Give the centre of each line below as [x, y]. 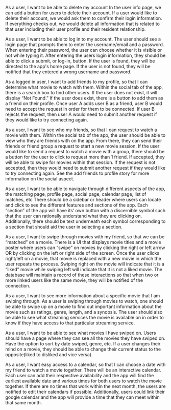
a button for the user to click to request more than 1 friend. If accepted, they [85, 157]
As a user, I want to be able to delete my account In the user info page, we [83, 7]
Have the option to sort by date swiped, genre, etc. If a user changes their [83, 344]
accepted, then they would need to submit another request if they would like [86, 168]
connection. [18, 286]
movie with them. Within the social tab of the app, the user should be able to [86, 135]
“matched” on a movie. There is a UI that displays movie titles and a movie [83, 242]
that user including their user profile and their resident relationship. [76, 29]
